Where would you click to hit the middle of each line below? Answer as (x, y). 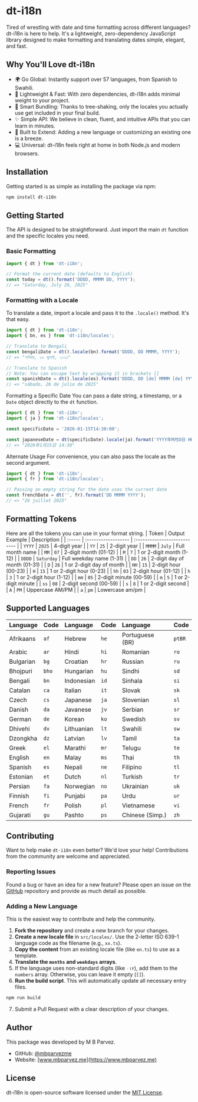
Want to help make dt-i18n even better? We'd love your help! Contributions (97, 850)
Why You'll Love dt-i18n (51, 65)
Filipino (132, 767)
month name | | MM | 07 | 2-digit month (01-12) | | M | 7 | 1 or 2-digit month (93, 552)
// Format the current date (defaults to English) (70, 274)
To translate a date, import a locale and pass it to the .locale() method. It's (98, 313)
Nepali (73, 767)
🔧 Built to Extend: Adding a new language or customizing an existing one (103, 132)
